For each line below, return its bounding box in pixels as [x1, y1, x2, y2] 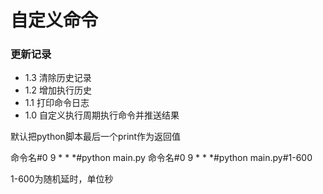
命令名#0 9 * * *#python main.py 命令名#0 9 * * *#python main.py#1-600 [10, 152, 313, 164]
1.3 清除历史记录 [24, 72, 92, 84]
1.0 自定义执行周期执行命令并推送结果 [24, 109, 180, 121]
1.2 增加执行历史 [24, 84, 92, 96]
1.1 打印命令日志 [24, 97, 90, 109]
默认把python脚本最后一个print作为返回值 [10, 131, 182, 143]
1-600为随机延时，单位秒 [10, 173, 114, 185]
